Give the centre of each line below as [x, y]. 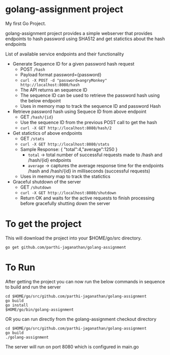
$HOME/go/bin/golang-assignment [39, 309]
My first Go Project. [26, 23]
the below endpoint [40, 101]
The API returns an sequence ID [54, 90]
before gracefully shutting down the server [65, 203]
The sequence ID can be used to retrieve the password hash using [90, 95]
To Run [20, 268]
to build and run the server [33, 287]
